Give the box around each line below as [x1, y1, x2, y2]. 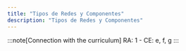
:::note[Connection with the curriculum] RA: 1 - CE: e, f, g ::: [7, 36, 180, 44]
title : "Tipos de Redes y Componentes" [7, 10, 125, 17]
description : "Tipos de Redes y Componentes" [7, 17, 143, 24]
